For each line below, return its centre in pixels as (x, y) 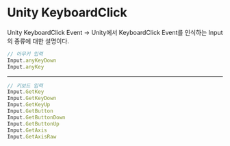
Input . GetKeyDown (32, 98)
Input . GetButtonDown (37, 117)
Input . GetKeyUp (29, 105)
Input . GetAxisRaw (32, 136)
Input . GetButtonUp (33, 124)
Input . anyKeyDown (32, 60)
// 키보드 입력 (25, 86)
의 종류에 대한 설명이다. (38, 41)
